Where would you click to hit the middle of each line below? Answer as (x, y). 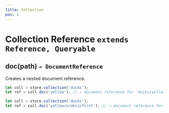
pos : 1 (12, 14)
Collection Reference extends (67, 39)
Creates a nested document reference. (45, 78)
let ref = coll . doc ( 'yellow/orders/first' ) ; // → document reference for (84, 106)
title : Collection (24, 10)
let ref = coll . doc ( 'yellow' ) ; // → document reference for (70, 92)
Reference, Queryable (50, 49)
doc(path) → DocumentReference (54, 66)
